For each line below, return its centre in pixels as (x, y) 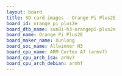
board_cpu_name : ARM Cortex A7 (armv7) (57, 52)
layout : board (24, 12)
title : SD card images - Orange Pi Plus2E (61, 18)
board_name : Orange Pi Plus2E (45, 35)
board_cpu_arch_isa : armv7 (41, 58)
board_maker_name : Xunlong (41, 40)
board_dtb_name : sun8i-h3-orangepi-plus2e (61, 29)
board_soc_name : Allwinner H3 (45, 47)
